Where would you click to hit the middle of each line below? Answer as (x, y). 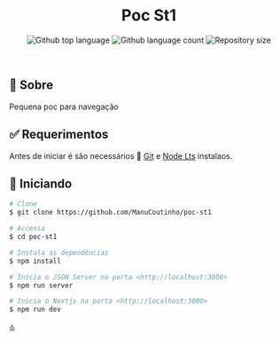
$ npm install (35, 261)
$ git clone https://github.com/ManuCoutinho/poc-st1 (111, 213)
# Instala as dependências (59, 253)
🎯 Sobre (31, 85)
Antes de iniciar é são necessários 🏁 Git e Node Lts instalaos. (121, 155)
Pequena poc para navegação (64, 107)
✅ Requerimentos (59, 134)
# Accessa (27, 229)
